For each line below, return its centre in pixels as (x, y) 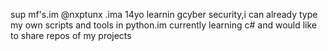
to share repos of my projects (71, 35)
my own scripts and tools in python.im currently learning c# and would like (164, 25)
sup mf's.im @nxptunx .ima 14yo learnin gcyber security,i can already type (164, 14)
